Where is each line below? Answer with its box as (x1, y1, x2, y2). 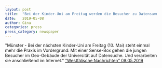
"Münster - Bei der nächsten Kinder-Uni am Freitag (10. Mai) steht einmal (5, 43, 150, 48)
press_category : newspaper (5, 29, 59, 34)
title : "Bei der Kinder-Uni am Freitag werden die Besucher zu (5, 11, 137, 16)
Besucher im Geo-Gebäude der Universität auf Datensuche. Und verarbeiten (5, 53, 157, 58)
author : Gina (5, 20, 31, 25)
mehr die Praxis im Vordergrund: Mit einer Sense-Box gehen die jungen (5, 47, 147, 53)
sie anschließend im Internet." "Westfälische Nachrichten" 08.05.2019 (5, 58, 144, 63)
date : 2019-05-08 (5, 16, 44, 21)
